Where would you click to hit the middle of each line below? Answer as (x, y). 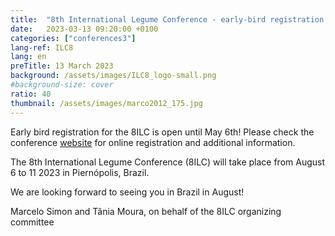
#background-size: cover (62, 85)
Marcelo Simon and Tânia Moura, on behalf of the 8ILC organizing (146, 211)
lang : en (28, 57)
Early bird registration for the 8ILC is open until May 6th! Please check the (162, 132)
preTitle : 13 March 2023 (62, 66)
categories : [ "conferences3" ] (73, 38)
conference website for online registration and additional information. (153, 142)
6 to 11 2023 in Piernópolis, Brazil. (80, 172)
